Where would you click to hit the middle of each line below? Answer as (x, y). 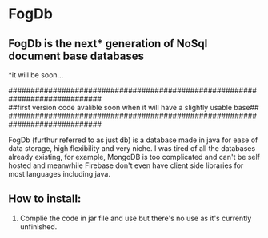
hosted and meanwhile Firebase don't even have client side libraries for (126, 165)
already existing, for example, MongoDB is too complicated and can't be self (134, 157)
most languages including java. (59, 174)
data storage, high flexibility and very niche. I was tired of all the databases (132, 148)
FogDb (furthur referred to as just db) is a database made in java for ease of (133, 140)
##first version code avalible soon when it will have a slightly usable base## (134, 107)
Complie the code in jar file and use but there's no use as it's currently (136, 218)
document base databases (76, 56)
